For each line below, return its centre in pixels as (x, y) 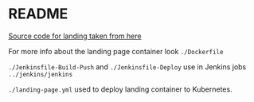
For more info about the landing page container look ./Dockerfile (116, 51)
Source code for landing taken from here (75, 36)
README (38, 14)
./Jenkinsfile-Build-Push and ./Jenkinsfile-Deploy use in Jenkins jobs (127, 67)
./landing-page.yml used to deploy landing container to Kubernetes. (120, 89)
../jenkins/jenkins (41, 74)
